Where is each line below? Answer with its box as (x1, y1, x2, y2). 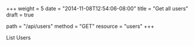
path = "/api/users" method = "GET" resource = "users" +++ (6, 23, 155, 29)
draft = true (6, 11, 34, 18)
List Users (6, 34, 31, 41)
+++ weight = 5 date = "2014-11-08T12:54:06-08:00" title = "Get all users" (6, 5, 189, 12)
